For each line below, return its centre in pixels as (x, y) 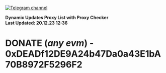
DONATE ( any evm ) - (50, 43)
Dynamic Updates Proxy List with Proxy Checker (57, 17)
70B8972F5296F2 (44, 65)
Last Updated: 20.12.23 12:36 (36, 23)
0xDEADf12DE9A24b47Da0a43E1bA (83, 54)
